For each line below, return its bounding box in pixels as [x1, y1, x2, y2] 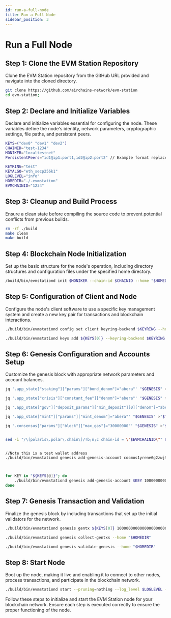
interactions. [5, 317, 32, 323]
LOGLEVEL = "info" [5, 174, 40, 179]
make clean [5, 231, 28, 236]
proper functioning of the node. [5, 607, 71, 613]
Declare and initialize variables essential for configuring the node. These [5, 120, 157, 126]
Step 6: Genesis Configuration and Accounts [5, 350, 150, 358]
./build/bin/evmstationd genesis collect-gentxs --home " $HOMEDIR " [5, 535, 152, 540]
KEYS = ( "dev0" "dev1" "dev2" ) [5, 141, 67, 146]
